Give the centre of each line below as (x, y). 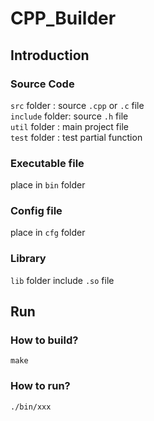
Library (28, 259)
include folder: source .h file (69, 116)
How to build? (44, 340)
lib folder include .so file (62, 280)
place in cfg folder (48, 233)
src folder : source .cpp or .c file (77, 105)
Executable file (47, 163)
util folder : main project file (69, 126)
